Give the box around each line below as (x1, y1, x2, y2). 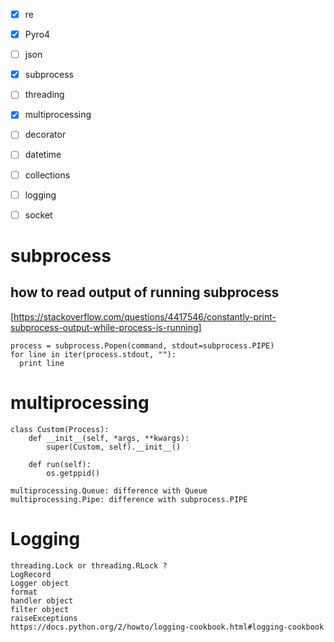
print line (19, 358, 65, 368)
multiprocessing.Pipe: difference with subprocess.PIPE (10, 494, 248, 504)
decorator (24, 129, 67, 141)
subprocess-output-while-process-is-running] (10, 321, 202, 333)
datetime (24, 149, 62, 161)
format (10, 587, 38, 597)
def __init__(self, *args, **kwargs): (28, 433, 190, 443)
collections (24, 169, 71, 181)
